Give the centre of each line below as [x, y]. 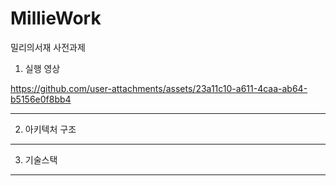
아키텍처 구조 [50, 129]
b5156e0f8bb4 [41, 99]
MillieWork [56, 18]
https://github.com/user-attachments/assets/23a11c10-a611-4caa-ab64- [159, 88]
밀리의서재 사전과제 [48, 47]
